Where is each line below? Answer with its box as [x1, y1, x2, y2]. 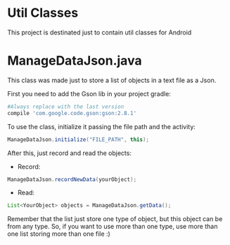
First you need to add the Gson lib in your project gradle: [7, 89, 171, 98]
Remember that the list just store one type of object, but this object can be [7, 215, 223, 223]
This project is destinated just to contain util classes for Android [7, 28, 192, 37]
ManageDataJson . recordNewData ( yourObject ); [7, 176, 137, 183]
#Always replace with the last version [7, 103, 124, 110]
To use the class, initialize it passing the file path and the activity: [7, 122, 196, 131]
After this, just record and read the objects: [7, 149, 132, 157]
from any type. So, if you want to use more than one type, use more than [7, 223, 218, 231]
